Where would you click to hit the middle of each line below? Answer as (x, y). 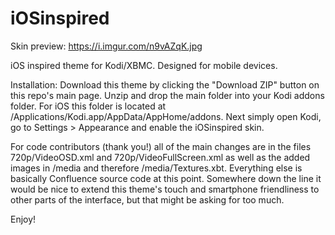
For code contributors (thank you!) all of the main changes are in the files (161, 146)
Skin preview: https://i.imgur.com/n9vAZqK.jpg (106, 46)
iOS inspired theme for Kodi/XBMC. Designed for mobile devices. (144, 65)
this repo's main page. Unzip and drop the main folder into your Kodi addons (167, 95)
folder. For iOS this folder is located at (88, 106)
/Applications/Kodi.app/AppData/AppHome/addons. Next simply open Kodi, (166, 116)
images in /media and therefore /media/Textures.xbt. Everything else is (156, 168)
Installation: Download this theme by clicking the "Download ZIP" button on (165, 84)
